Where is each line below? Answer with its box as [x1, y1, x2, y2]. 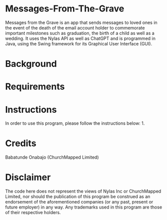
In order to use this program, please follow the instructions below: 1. [5, 120, 145, 126]
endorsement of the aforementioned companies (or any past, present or [5, 199, 153, 205]
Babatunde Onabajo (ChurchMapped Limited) [5, 154, 99, 160]
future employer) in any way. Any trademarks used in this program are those [5, 204, 162, 210]
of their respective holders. [5, 210, 61, 216]
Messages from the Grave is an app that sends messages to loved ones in [5, 19, 157, 25]
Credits [5, 138, 36, 149]
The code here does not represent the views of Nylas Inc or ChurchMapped [5, 188, 161, 195]
